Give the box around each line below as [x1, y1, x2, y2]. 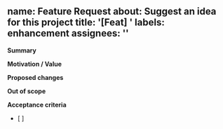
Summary [7, 46, 36, 55]
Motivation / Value [7, 60, 62, 68]
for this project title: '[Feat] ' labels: [7, 17, 165, 29]
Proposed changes [7, 73, 64, 81]
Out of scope [7, 87, 46, 95]
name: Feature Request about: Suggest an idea [7, 6, 217, 18]
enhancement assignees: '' [7, 27, 129, 39]
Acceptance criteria [7, 100, 67, 109]
